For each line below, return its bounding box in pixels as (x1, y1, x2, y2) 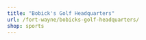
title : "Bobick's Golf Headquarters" (7, 9, 115, 17)
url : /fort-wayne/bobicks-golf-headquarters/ (7, 16, 139, 23)
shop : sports (7, 22, 45, 29)
